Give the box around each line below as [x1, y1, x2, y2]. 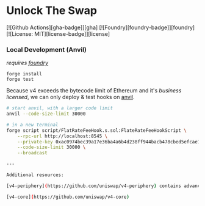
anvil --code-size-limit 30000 [6, 111, 86, 117]
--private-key [17, 139, 53, 145]
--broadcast [17, 150, 48, 156]
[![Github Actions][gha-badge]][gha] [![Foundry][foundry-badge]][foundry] [6, 24, 195, 31]
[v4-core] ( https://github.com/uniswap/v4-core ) [6, 194, 130, 200]
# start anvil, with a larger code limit [6, 105, 113, 111]
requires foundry [6, 59, 49, 67]
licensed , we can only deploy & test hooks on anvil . [6, 94, 135, 101]
